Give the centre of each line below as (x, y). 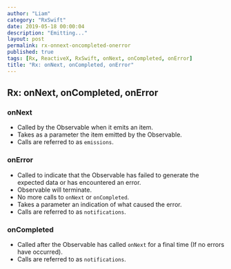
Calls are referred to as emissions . (65, 142)
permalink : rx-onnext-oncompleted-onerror (69, 46)
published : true (30, 52)
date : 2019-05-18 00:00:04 (46, 26)
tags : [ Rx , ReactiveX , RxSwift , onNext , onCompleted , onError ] (100, 59)
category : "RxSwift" (37, 20)
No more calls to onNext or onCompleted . (73, 197)
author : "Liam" (29, 13)
